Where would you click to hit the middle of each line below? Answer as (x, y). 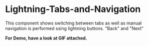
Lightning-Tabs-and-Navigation (73, 9)
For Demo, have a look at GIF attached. (46, 38)
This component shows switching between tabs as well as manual (73, 23)
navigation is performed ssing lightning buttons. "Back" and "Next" (75, 28)
